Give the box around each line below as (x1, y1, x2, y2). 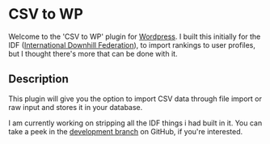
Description (8, 72, 69, 86)
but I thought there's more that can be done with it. (8, 49, 178, 58)
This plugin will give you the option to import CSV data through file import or (8, 94, 263, 104)
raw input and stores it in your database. (8, 102, 143, 112)
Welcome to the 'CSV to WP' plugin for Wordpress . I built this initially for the (8, 32, 261, 41)
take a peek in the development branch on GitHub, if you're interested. (8, 126, 243, 136)
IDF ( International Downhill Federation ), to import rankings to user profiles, (8, 40, 256, 49)
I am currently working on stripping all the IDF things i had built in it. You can (8, 118, 263, 128)
